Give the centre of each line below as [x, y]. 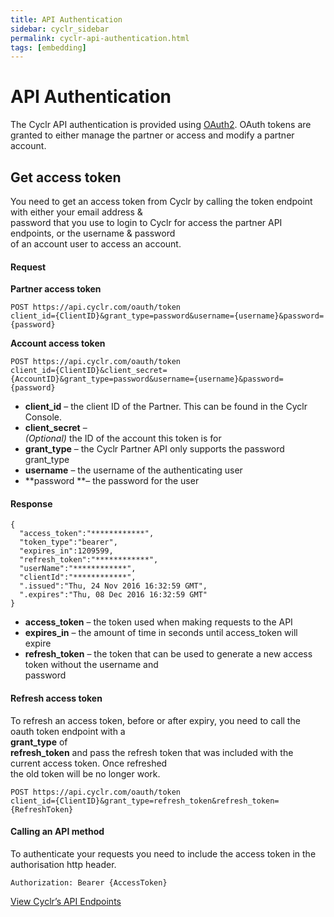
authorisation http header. [63, 864]
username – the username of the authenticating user [133, 470]
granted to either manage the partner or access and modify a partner [152, 135]
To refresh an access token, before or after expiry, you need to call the [155, 720]
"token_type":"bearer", [68, 542]
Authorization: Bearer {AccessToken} [89, 882]
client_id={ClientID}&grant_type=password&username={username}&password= [167, 316]
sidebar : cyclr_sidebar [60, 29]
